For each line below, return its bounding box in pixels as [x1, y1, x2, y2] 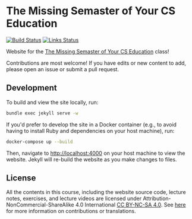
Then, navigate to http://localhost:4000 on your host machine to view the [6, 150, 185, 157]
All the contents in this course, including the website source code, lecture [6, 189, 186, 196]
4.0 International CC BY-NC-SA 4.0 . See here [75, 201, 186, 208]
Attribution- [142, 195, 171, 202]
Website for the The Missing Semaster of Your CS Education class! [6, 47, 169, 55]
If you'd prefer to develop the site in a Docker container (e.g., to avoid [6, 120, 177, 128]
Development [6, 83, 58, 93]
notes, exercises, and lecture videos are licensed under [6, 195, 142, 202]
